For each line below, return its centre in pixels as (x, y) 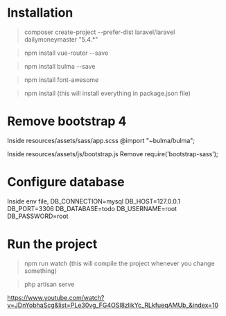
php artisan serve (49, 284)
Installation (40, 13)
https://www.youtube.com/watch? (56, 297)
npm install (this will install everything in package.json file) (107, 93)
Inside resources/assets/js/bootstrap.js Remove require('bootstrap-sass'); (113, 153)
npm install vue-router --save (66, 53)
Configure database (66, 182)
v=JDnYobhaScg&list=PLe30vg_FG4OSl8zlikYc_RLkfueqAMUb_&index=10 (113, 305)
